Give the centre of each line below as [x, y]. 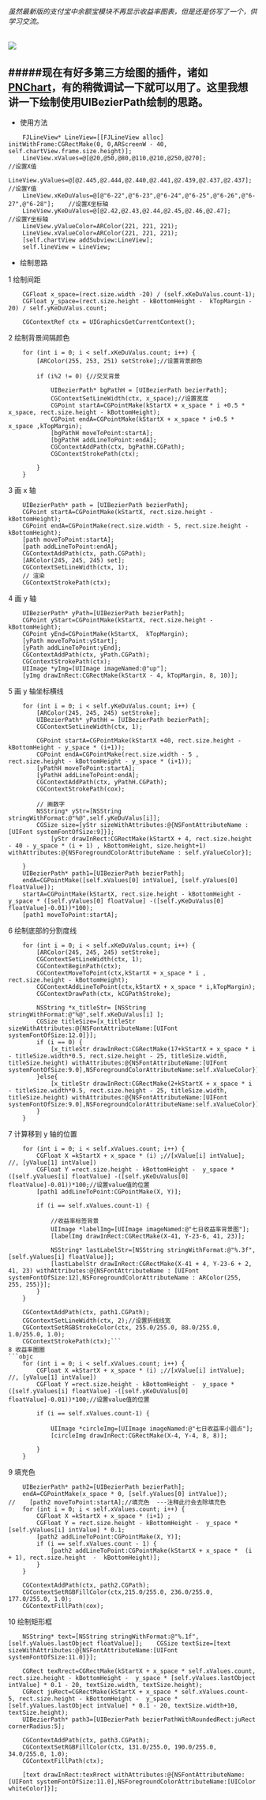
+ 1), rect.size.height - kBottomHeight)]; [84, 1558]
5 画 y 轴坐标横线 [36, 691]
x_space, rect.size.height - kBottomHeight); [84, 413]
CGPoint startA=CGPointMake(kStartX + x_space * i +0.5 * [148, 406]
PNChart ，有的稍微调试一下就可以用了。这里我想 [128, 87]
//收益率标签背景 [75, 1221]
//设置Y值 [22, 189]
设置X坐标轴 [92, 205]
